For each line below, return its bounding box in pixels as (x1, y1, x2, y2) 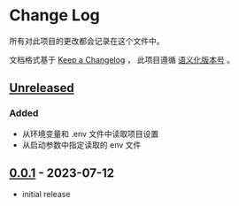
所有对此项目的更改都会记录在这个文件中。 (9, 35, 165, 46)
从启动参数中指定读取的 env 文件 (21, 139, 142, 150)
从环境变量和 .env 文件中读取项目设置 (21, 128, 159, 139)
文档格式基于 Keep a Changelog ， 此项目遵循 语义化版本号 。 (9, 54, 235, 65)
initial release (21, 189, 71, 200)
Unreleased (9, 80, 75, 95)
